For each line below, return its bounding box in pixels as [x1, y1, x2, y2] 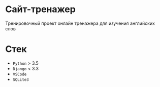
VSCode [12, 72, 27, 77]
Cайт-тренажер [5, 4, 76, 15]
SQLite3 [12, 77, 29, 82]
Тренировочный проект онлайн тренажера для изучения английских [5, 20, 155, 26]
